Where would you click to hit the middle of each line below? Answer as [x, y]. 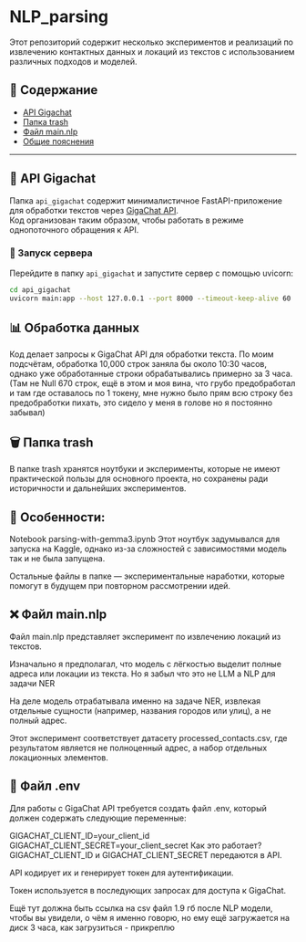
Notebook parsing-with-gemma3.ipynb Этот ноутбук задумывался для [145, 539]
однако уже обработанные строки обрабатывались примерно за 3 [140, 374]
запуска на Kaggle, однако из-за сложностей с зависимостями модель [148, 549]
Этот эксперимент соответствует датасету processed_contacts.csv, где [148, 738]
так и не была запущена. [57, 559]
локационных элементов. [59, 757]
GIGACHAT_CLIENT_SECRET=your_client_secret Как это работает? [136, 845]
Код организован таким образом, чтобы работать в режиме [127, 220]
